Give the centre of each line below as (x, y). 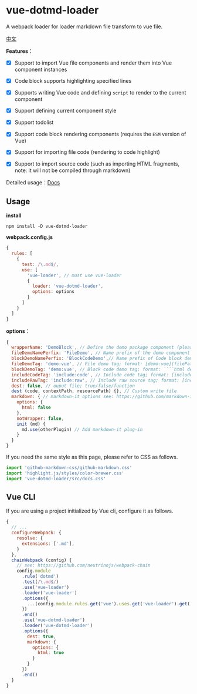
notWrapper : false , (40, 418)
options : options (53, 292)
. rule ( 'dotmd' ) (40, 577)
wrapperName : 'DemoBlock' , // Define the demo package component (93, 348)
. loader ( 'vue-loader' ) (49, 593)
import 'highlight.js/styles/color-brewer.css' (65, 473)
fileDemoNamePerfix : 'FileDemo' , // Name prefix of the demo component (101, 353)
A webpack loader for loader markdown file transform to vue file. (84, 26)
